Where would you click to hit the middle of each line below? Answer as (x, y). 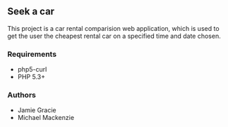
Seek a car (31, 12)
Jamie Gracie (37, 110)
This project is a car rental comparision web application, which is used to (114, 28)
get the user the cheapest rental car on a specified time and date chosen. (114, 36)
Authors (22, 95)
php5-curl (32, 69)
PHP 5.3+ (31, 77)
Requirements (32, 54)
